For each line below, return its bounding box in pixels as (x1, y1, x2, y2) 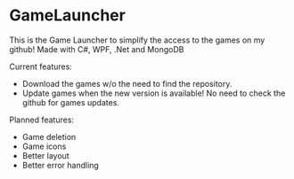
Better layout (21, 150, 69, 160)
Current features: (9, 61, 73, 72)
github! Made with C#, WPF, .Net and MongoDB (9, 43, 184, 54)
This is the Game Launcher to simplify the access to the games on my (9, 35, 265, 45)
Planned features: (9, 114, 74, 125)
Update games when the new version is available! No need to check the (21, 88, 286, 98)
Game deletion (21, 131, 77, 142)
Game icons (21, 141, 67, 152)
